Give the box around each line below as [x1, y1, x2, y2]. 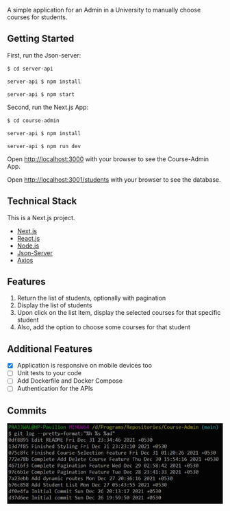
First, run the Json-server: [7, 51, 81, 59]
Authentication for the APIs [16, 384, 94, 393]
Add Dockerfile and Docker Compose [16, 377, 123, 385]
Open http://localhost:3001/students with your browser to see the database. [7, 175, 221, 184]
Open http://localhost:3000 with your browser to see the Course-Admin [7, 154, 209, 163]
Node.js [16, 241, 40, 250]
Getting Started [7, 33, 75, 45]
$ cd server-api [7, 65, 53, 72]
